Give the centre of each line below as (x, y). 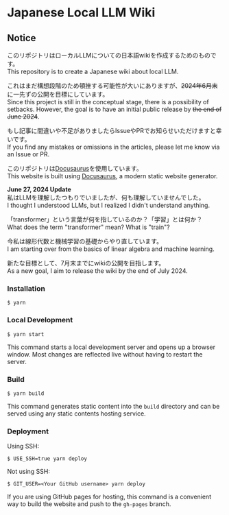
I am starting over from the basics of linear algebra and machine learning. (111, 249)
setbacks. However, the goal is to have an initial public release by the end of (114, 109)
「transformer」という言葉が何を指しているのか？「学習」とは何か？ (105, 219)
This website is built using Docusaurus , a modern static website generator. (112, 176)
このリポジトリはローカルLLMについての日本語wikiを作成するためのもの (109, 55)
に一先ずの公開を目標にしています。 (58, 94)
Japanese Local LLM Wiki (81, 13)
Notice (22, 38)
